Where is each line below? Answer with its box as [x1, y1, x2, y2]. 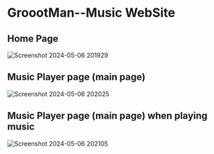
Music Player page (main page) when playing [7, 110, 208, 122]
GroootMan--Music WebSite [7, 5, 176, 21]
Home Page [7, 33, 59, 45]
